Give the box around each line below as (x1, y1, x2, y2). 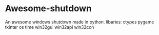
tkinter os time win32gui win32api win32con (5, 24, 94, 30)
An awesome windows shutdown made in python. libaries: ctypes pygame (5, 19, 155, 25)
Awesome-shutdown (5, 3, 92, 14)
